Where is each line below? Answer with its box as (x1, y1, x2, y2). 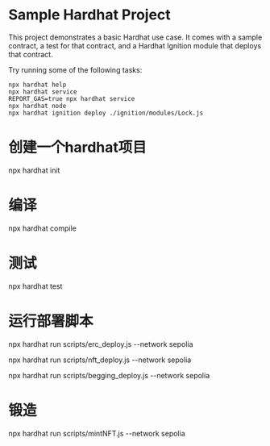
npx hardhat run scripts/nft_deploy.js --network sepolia (8, 355, 192, 365)
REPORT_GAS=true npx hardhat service (8, 94, 135, 102)
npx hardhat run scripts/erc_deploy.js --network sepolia (8, 339, 193, 348)
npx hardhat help (8, 81, 67, 89)
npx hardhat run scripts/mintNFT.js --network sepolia (8, 428, 185, 438)
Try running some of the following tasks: (8, 65, 143, 74)
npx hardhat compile (8, 223, 77, 233)
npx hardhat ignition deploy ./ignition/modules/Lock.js (8, 109, 204, 117)
